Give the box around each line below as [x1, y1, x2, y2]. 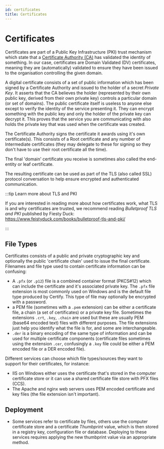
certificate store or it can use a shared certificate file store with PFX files [12, 376, 159, 382]
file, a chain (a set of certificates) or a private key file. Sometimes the [12, 309, 152, 315]
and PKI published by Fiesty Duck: [5, 211, 75, 217]
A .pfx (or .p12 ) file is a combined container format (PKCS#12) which [12, 278, 152, 284]
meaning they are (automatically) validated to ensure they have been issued [5, 65, 158, 71]
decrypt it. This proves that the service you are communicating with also [5, 116, 151, 122]
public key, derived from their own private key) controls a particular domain [5, 95, 157, 101]
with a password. [12, 299, 47, 305]
